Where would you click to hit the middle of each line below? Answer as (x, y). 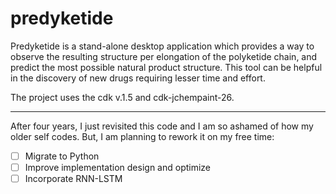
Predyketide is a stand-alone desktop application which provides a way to (162, 46)
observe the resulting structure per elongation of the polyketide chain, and (164, 56)
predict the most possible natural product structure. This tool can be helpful (166, 67)
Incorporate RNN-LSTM (73, 179)
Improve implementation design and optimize (118, 167)
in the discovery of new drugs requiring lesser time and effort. (138, 78)
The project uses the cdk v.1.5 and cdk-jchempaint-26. (122, 97)
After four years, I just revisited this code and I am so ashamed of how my (162, 126)
